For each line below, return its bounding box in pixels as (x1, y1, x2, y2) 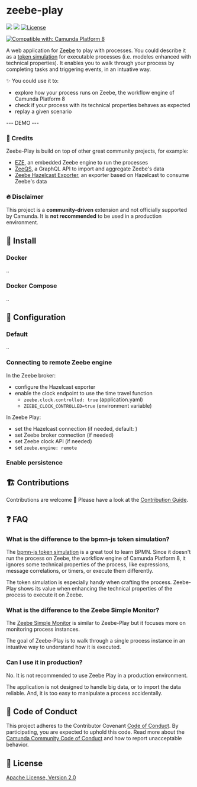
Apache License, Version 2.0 (6, 774, 76, 781)
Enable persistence (6, 459, 63, 467)
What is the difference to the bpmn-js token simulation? (6, 535, 170, 543)
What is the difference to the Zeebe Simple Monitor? (6, 606, 160, 614)
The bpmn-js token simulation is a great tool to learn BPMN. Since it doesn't (6, 548, 191, 555)
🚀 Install (6, 236, 37, 246)
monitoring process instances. (6, 625, 80, 633)
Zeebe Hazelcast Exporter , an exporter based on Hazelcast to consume (14, 172, 189, 179)
